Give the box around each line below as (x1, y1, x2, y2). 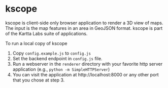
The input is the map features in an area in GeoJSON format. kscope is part (5, 25, 163, 31)
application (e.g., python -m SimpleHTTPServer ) (12, 66, 110, 72)
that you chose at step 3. (12, 77, 65, 83)
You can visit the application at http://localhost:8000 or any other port (12, 71, 159, 77)
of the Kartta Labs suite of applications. (5, 30, 88, 36)
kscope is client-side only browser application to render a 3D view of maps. (5, 20, 163, 26)
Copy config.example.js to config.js (12, 50, 91, 56)
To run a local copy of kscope (5, 40, 68, 46)
